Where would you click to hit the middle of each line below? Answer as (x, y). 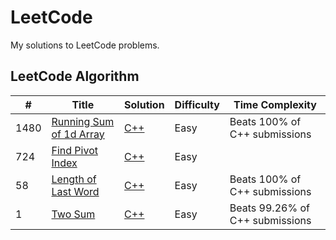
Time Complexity (275, 104)
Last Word (75, 191)
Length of (74, 179)
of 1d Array (78, 134)
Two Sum (73, 214)
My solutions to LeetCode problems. (85, 45)
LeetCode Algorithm (75, 76)
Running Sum (83, 121)
